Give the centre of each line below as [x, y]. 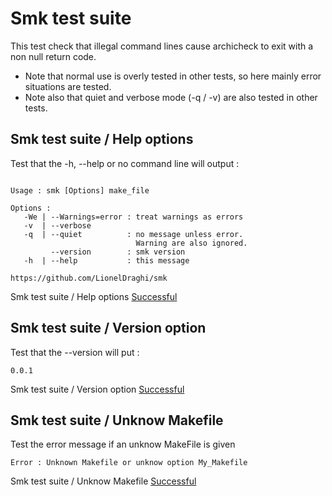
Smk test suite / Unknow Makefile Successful [103, 481]
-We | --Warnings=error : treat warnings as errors [133, 217]
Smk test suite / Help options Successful [94, 296]
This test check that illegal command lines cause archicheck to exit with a [162, 46]
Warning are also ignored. [191, 243]
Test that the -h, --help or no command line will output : [125, 163]
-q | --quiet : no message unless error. [133, 234]
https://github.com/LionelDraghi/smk [89, 278]
